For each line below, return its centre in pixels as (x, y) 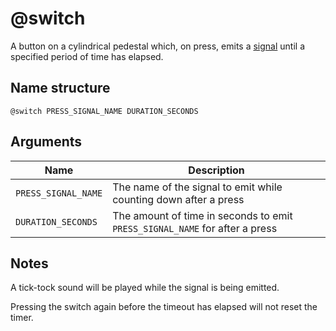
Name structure (60, 88)
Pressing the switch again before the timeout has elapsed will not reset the (164, 307)
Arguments (46, 142)
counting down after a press (178, 199)
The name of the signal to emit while (197, 187)
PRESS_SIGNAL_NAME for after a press (195, 228)
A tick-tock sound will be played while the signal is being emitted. (145, 288)
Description (216, 170)
